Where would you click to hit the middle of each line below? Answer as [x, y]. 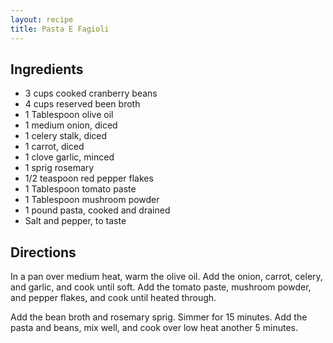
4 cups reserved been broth [82, 104]
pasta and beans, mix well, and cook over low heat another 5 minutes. [154, 328]
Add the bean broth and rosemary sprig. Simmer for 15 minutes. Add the [159, 317]
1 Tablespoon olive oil [69, 115]
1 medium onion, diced [71, 125]
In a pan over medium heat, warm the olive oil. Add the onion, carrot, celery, [166, 277]
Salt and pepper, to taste [75, 221]
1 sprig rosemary [59, 168]
